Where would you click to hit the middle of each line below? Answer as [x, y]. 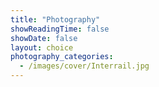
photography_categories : [62, 57]
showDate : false [44, 38]
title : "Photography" [55, 19]
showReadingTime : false [60, 29]
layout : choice [42, 47]
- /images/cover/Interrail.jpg [84, 66]
